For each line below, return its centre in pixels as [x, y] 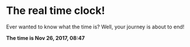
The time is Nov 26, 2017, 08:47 [45, 38]
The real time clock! [55, 11]
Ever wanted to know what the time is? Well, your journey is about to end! [95, 27]
